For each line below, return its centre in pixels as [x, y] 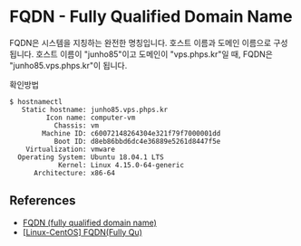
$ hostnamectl [36, 101]
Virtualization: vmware [71, 149]
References [43, 201]
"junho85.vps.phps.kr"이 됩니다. [68, 65]
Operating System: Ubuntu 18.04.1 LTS [91, 157]
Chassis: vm [77, 125]
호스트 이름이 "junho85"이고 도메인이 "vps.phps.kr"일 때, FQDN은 [155, 54]
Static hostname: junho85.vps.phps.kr [95, 109]
